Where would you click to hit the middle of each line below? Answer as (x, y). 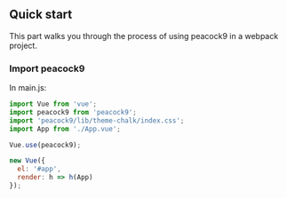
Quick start (41, 15)
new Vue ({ (28, 161)
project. (24, 45)
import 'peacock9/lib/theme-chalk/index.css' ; (97, 120)
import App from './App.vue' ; (65, 129)
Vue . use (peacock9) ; (45, 145)
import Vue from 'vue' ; (53, 104)
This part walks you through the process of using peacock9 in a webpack (144, 36)
